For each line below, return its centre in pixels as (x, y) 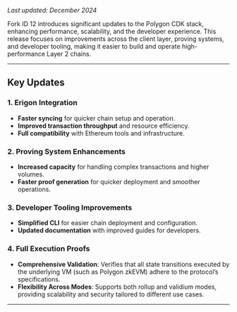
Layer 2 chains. (69, 54)
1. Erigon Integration (42, 103)
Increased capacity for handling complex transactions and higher (113, 167)
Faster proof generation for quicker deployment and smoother (109, 181)
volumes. (31, 174)
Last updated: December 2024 (52, 10)
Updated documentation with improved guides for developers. (109, 230)
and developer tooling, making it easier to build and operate (94, 46)
